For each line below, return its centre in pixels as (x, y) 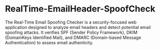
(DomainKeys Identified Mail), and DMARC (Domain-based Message (73, 37)
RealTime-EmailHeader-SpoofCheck (80, 9)
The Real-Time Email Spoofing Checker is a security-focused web (71, 22)
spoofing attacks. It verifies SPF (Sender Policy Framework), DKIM (71, 32)
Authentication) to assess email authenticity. (49, 42)
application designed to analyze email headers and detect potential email (78, 27)
